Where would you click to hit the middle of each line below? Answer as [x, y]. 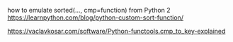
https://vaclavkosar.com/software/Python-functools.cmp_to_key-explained [116, 31]
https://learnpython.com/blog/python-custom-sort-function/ [96, 17]
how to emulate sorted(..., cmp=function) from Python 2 [89, 10]
